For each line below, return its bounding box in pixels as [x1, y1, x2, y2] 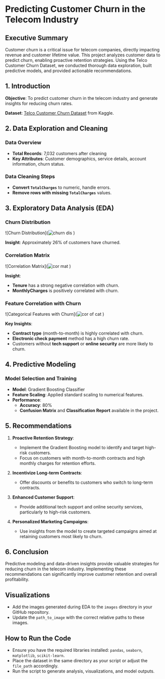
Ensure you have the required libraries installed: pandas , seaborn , [12, 647, 143, 653]
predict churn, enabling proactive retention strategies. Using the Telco [5, 57, 148, 63]
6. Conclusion [5, 548, 49, 556]
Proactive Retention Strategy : [12, 435, 74, 441]
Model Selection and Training [5, 375, 77, 382]
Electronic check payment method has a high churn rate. [12, 336, 130, 341]
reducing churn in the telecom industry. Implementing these [5, 566, 127, 572]
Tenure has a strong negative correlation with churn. [12, 282, 120, 288]
